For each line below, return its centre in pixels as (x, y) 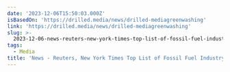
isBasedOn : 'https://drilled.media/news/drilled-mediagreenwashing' (107, 20)
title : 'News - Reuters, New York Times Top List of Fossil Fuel (102, 58)
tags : (15, 45)
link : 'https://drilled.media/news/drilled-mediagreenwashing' (99, 26)
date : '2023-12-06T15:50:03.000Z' (56, 13)
